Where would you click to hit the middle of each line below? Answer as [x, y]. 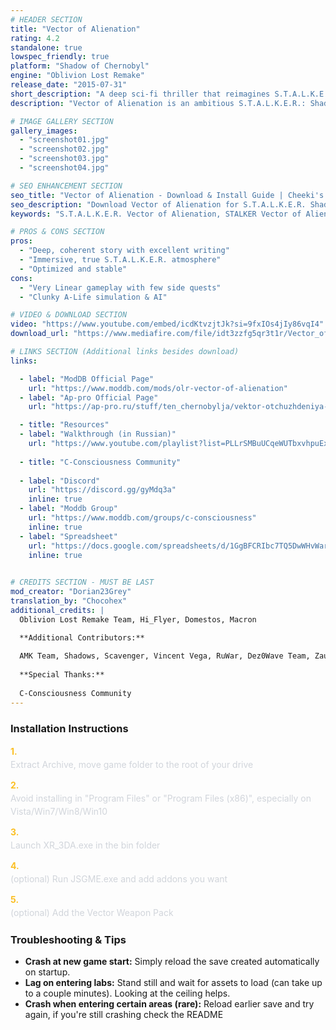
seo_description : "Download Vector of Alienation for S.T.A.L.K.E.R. [158, 204]
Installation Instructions [69, 728]
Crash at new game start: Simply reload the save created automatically [172, 962]
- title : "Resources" [64, 425]
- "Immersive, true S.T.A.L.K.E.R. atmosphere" [120, 260]
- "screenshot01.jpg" [64, 140]
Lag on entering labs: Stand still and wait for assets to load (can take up [173, 983]
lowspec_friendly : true [60, 57]
